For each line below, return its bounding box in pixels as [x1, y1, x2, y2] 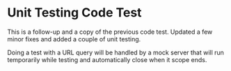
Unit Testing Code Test [7, 5, 142, 21]
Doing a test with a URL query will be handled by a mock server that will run [7, 48, 225, 57]
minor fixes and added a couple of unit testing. [7, 34, 141, 43]
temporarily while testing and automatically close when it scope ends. [7, 55, 207, 63]
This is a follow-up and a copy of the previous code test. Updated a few [7, 28, 213, 36]
